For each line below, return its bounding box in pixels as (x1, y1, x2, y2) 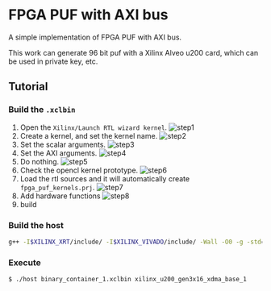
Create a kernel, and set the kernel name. (19, 131, 158, 140)
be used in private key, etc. (8, 56, 98, 66)
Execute (8, 256, 42, 268)
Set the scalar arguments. (19, 139, 106, 149)
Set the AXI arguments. (19, 148, 98, 158)
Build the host (8, 219, 65, 231)
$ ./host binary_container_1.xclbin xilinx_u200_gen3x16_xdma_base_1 (8, 276, 248, 284)
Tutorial (8, 80, 48, 94)
